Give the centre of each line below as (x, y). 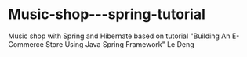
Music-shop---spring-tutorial (107, 14)
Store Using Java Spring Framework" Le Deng (120, 44)
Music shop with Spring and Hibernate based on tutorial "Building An (119, 36)
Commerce (26, 44)
